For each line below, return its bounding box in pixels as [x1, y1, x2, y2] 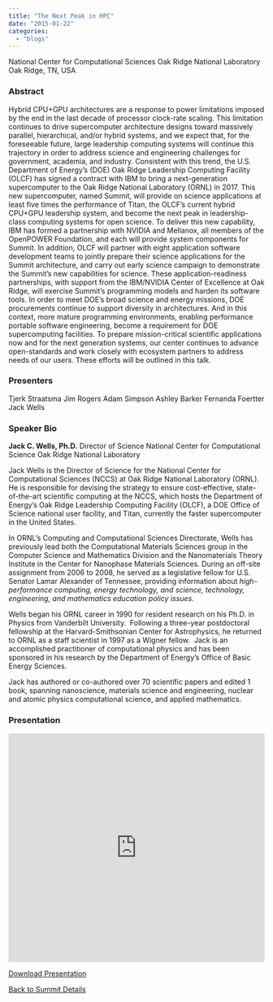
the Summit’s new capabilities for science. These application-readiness [8, 268, 247, 278]
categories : [8, 27, 49, 35]
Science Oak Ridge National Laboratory [8, 450, 141, 460]
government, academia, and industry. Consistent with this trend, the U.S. [8, 156, 252, 166]
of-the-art [8, 491, 42, 501]
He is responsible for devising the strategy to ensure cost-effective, [8, 483, 235, 493]
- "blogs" [15, 34, 49, 43]
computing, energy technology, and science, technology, [54, 585, 245, 595]
